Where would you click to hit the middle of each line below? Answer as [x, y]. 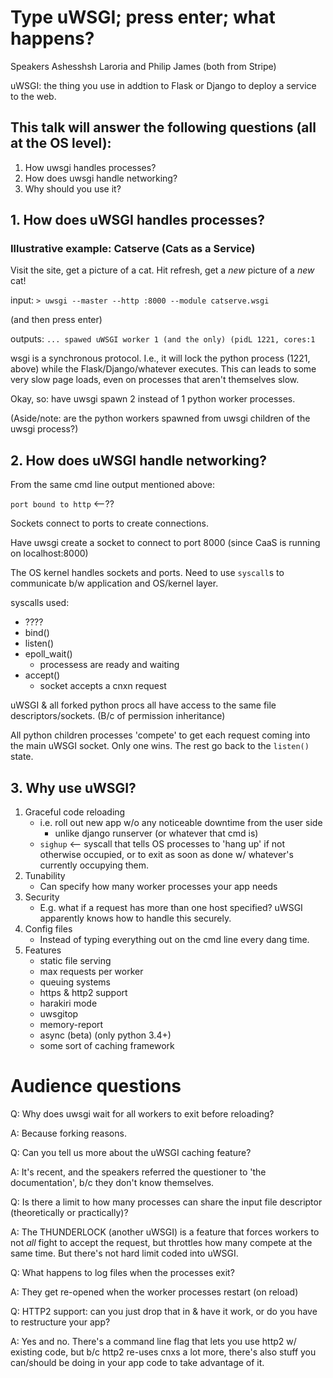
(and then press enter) [56, 320]
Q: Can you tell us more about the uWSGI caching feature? [131, 1152]
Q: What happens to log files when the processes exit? [122, 1272]
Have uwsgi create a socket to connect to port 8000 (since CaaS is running [165, 543]
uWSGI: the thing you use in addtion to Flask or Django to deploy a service [163, 85]
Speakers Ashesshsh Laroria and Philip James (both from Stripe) [143, 66]
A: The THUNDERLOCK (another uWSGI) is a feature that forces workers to [165, 1232]
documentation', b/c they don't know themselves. [112, 1182]
